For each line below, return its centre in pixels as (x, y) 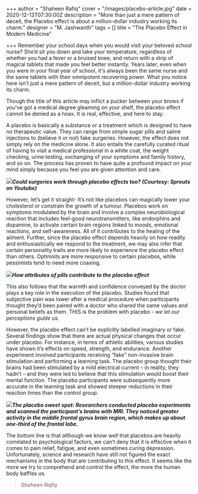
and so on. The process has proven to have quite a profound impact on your (99, 163)
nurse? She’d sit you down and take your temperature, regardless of (89, 52)
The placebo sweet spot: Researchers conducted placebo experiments (101, 405)
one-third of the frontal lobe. (42, 424)
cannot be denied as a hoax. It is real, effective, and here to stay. (85, 114)
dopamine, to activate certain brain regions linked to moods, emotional (92, 225)
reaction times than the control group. (52, 393)
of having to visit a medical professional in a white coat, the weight (87, 150)
